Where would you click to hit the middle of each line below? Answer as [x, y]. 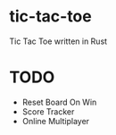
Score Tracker [48, 111]
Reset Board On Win [59, 102]
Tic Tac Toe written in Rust [58, 41]
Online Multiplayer [56, 121]
